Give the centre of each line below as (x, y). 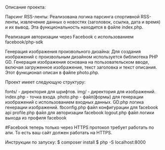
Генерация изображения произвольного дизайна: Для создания (73, 52)
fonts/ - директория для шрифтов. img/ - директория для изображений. (80, 92)
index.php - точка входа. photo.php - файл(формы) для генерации (74, 97)
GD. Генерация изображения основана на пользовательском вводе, (77, 62)
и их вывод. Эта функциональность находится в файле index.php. (74, 27)
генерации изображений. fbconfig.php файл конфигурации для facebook (82, 107)
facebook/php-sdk (24, 42)
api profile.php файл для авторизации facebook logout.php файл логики (80, 112)
